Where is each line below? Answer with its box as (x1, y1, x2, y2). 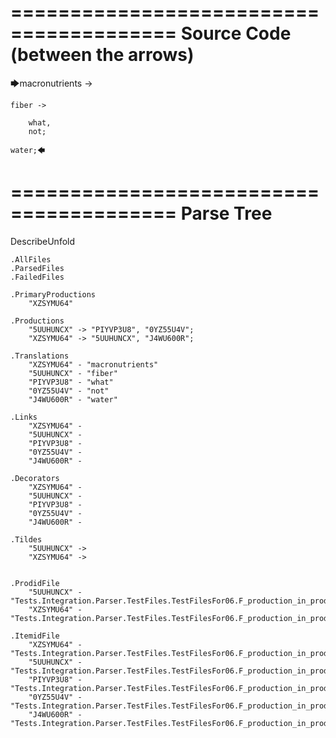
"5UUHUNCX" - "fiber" (28, 368, 118, 378)
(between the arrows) (10, 44, 195, 66)
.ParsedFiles (10, 263, 65, 273)
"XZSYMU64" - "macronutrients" (28, 359, 159, 370)
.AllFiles (10, 254, 52, 265)
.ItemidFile (10, 631, 60, 641)
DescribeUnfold (10, 235, 76, 247)
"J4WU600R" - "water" (28, 394, 118, 405)
